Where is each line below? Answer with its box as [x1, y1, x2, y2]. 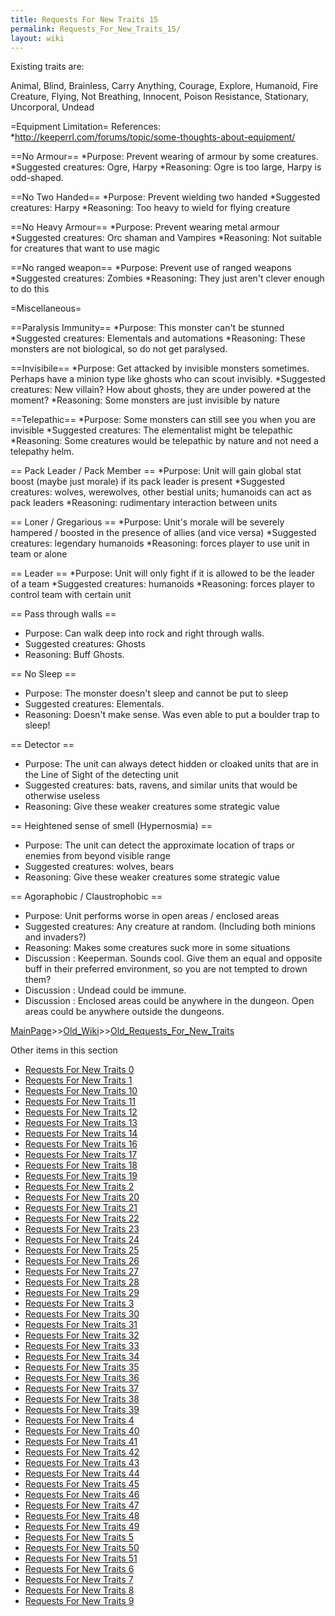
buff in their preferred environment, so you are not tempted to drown [24, 963, 308, 975]
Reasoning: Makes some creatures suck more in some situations [24, 942, 291, 954]
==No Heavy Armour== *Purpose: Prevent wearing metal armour [10, 221, 280, 233]
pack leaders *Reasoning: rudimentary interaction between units [10, 497, 278, 509]
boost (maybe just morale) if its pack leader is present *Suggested [10, 476, 286, 488]
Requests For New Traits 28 [24, 1276, 140, 1288]
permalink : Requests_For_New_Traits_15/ [10, 24, 182, 34]
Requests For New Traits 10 [24, 1085, 138, 1097]
